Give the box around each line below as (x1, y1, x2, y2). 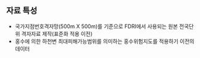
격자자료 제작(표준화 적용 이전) (21, 30, 93, 37)
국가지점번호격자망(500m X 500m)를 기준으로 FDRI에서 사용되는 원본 (14, 23, 178, 30)
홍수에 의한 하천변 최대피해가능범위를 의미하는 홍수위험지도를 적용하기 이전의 (14, 38, 195, 45)
